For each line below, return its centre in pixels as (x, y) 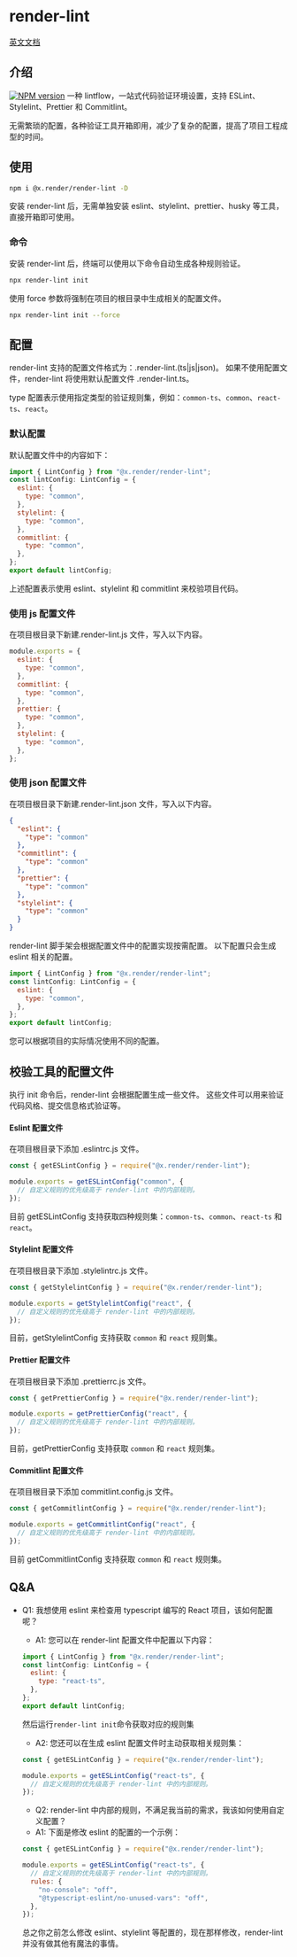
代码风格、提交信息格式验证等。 (67, 1106)
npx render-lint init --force (65, 315)
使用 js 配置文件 (42, 613)
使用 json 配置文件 (48, 783)
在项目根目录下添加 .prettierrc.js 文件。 (80, 1381)
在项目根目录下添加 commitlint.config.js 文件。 (94, 1492)
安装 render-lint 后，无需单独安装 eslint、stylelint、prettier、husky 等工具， (147, 206)
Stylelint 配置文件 (41, 1249)
